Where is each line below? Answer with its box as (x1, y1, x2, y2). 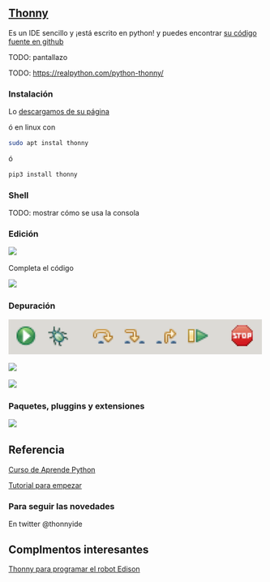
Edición (8, 229, 39, 240)
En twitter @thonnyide (8, 519, 83, 529)
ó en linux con (8, 122, 56, 132)
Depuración (8, 300, 56, 311)
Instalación (8, 88, 54, 100)
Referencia (8, 443, 65, 457)
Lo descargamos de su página (8, 107, 109, 117)
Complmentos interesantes (8, 542, 149, 556)
